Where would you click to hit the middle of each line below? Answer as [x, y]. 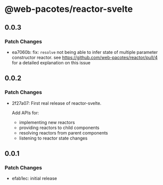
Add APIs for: [25, 113]
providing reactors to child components [59, 128]
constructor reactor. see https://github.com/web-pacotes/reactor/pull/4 [85, 57]
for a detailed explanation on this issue [51, 62]
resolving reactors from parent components [63, 133]
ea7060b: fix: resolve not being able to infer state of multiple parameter [85, 52]
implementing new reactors [47, 122]
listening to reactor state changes [53, 138]
